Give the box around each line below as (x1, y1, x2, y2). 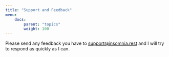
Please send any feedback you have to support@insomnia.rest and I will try (5, 40, 164, 46)
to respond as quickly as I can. (5, 46, 70, 52)
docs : (14, 17, 27, 22)
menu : (5, 12, 17, 17)
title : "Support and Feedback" (5, 7, 72, 13)
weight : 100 (24, 26, 50, 32)
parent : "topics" (24, 21, 60, 27)
